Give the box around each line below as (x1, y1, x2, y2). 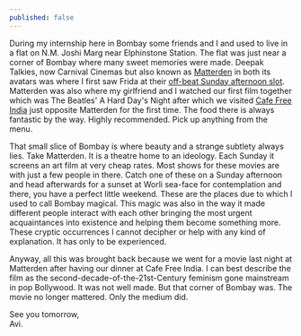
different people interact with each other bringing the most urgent (9, 207, 253, 218)
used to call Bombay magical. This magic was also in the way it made (9, 198, 266, 209)
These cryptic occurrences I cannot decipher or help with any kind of (9, 226, 267, 237)
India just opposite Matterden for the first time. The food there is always (9, 104, 275, 115)
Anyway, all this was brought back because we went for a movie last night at (9, 253, 293, 264)
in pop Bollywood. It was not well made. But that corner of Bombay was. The (9, 281, 293, 292)
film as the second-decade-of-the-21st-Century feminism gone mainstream (9, 272, 289, 283)
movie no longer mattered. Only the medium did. (9, 291, 189, 302)
